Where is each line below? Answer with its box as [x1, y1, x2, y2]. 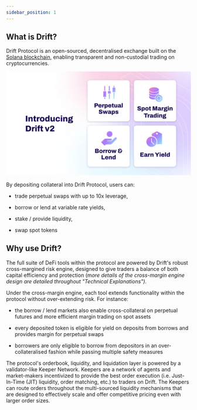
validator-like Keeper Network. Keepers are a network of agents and [6, 365, 171, 372]
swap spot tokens [14, 226, 57, 233]
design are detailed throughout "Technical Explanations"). [6, 277, 147, 284]
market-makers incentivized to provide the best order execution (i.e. [6, 372, 171, 379]
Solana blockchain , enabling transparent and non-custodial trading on [6, 53, 175, 61]
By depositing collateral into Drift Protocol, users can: [6, 181, 135, 188]
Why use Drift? [6, 243, 62, 253]
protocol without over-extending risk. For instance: [6, 295, 129, 302]
